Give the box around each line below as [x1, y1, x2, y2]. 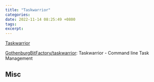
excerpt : [5, 26, 24, 31]
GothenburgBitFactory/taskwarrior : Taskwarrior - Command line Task [5, 50, 149, 56]
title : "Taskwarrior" [5, 7, 51, 13]
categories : [5, 12, 30, 17]
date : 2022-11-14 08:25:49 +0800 [5, 17, 76, 22]
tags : [5, 21, 17, 27]
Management [5, 55, 33, 61]
